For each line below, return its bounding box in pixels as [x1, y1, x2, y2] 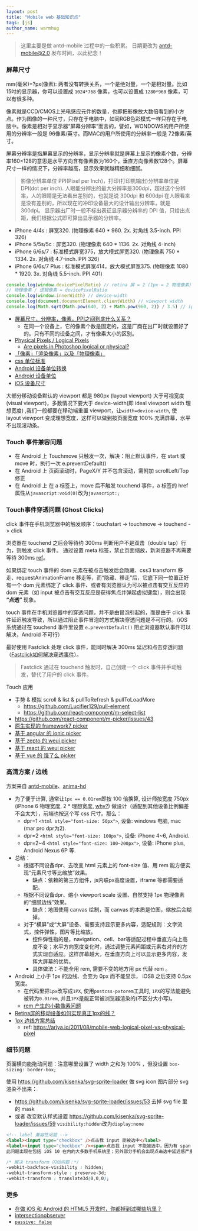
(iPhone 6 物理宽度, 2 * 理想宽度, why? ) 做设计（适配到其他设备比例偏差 [14, 802, 189, 809]
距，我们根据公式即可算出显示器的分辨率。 [20, 214, 124, 221]
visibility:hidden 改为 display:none [57, 1120, 144, 1127]
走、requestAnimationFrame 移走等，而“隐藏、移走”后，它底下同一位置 [6, 574, 179, 581]
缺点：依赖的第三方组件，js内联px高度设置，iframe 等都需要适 [32, 876, 184, 883]
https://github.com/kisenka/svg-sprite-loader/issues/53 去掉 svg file [14, 1098, 181, 1105]
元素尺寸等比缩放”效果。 [31, 869, 90, 876]
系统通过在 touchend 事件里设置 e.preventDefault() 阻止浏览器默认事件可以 [6, 623, 192, 631]
